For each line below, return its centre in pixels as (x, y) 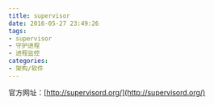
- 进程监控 (24, 53)
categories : (28, 61)
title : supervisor (39, 16)
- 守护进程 (24, 46)
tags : (17, 31)
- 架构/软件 (26, 69)
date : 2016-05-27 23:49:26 (54, 23)
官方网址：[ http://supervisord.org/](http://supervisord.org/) (107, 92)
